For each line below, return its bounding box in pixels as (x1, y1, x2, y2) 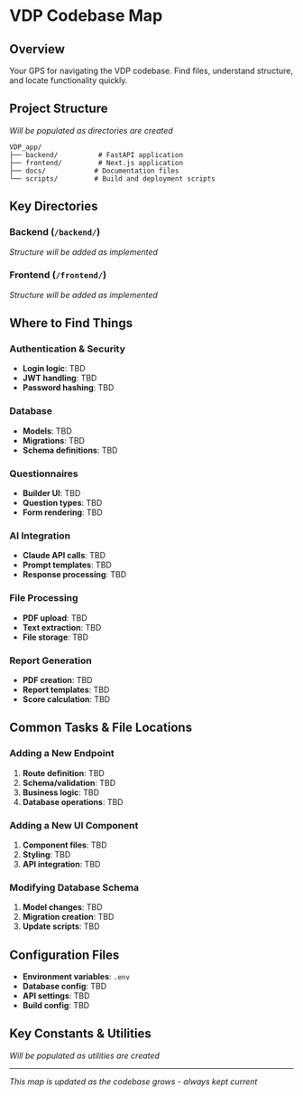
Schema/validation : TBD (22, 777, 116, 788)
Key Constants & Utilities (9, 1026, 151, 1042)
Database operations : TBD (22, 796, 124, 807)
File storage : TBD (22, 632, 88, 642)
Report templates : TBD (22, 684, 110, 695)
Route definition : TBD (22, 767, 106, 778)
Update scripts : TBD (22, 921, 101, 932)
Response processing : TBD (22, 569, 127, 580)
